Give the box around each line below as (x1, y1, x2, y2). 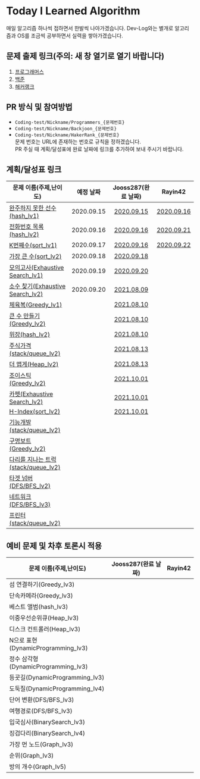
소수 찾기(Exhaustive (9, 282, 66, 290)
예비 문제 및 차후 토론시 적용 (6, 540, 102, 551)
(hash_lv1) (9, 212, 40, 220)
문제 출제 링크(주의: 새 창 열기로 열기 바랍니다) (6, 51, 165, 61)
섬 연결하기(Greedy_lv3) (9, 580, 75, 589)
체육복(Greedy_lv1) (9, 301, 62, 309)
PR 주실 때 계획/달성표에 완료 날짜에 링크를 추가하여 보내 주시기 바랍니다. (14, 145, 184, 152)
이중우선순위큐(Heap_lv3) (9, 614, 79, 622)
